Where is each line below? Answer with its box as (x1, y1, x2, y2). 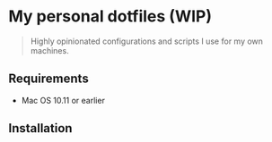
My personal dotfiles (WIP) (8, 6, 213, 27)
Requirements (8, 71, 89, 87)
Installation (8, 121, 73, 136)
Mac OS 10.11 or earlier (21, 95, 105, 105)
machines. (30, 45, 69, 55)
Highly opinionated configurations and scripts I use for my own (30, 36, 264, 46)
